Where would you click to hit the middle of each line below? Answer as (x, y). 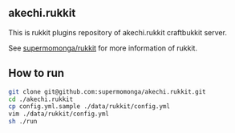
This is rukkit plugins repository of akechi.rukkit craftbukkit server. (118, 32)
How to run (36, 73)
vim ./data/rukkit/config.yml (59, 114)
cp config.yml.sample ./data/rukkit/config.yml (89, 107)
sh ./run (23, 122)
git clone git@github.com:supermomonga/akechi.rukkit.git (107, 91)
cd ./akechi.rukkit (41, 99)
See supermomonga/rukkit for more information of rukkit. (103, 48)
